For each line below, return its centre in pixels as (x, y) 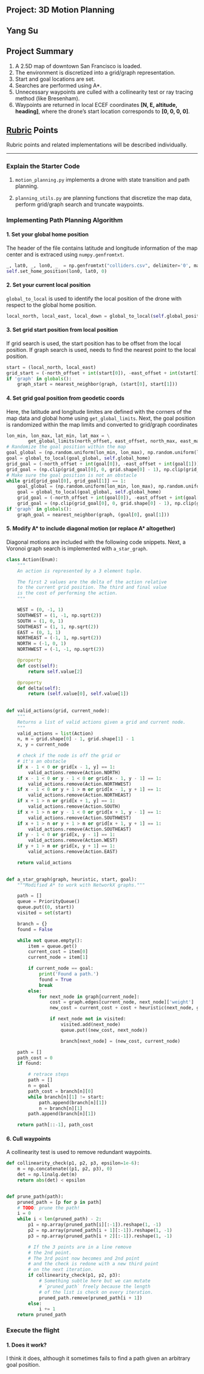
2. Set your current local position (49, 285)
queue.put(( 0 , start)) (46, 907)
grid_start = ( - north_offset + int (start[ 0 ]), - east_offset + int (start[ (102, 373)
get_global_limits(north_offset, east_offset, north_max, (103, 441)
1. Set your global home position (48, 235)
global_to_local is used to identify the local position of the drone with (94, 298)
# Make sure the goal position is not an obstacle (72, 475)
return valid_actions (44, 862)
